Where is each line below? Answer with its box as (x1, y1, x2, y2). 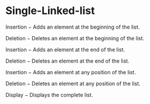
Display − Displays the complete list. (5, 91, 93, 98)
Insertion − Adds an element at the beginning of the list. (5, 23, 140, 30)
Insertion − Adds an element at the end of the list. (5, 46, 125, 53)
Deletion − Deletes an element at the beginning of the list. (5, 34, 145, 41)
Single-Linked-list (5, 4, 95, 18)
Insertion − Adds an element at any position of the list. (5, 68, 136, 75)
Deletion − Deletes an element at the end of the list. (5, 57, 129, 64)
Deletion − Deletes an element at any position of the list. (5, 80, 141, 87)
